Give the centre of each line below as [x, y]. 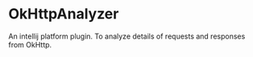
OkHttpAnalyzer [64, 14]
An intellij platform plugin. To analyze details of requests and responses [127, 36]
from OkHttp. [30, 44]
